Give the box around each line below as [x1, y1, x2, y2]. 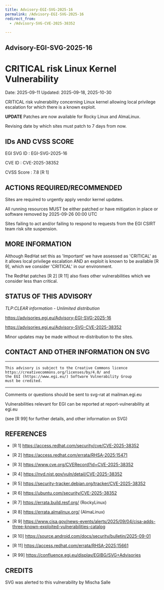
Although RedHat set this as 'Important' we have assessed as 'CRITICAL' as [5, 253, 157, 259]
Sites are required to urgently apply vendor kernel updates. [5, 197, 123, 203]
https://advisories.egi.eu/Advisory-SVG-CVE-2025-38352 [5, 324, 122, 330]
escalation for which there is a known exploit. [5, 104, 96, 110]
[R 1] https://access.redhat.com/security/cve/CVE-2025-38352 [12, 443, 139, 449]
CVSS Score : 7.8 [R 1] [5, 169, 49, 175]
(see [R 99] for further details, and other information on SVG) [5, 415, 128, 421]
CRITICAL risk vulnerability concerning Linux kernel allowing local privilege [5, 99, 156, 105]
